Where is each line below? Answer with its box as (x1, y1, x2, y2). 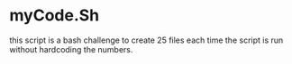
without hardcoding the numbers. (9, 44, 133, 54)
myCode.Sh (9, 5, 100, 26)
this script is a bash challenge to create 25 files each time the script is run (9, 35, 284, 45)
